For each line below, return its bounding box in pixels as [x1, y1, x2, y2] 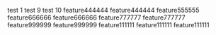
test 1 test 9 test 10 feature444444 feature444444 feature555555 [7, 6, 200, 14]
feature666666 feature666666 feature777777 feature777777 [7, 13, 186, 22]
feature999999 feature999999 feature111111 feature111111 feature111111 [7, 21, 210, 29]
